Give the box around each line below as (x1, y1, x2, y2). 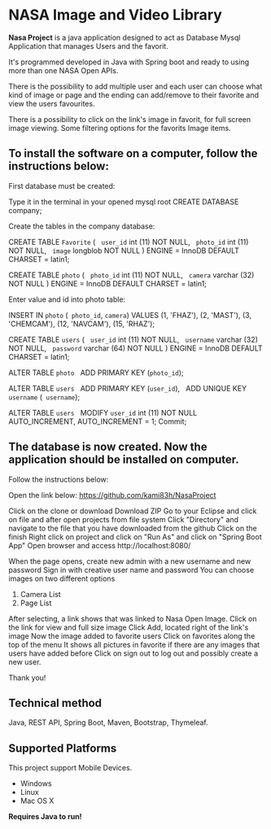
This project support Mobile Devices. (8, 763, 133, 773)
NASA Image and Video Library (8, 6, 222, 24)
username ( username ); (8, 392, 81, 402)
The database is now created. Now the (8, 440, 208, 454)
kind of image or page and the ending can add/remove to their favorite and (8, 89, 259, 99)
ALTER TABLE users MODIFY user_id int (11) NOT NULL (8, 408, 198, 417)
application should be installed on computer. (8, 453, 240, 467)
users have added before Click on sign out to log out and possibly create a (8, 648, 259, 658)
